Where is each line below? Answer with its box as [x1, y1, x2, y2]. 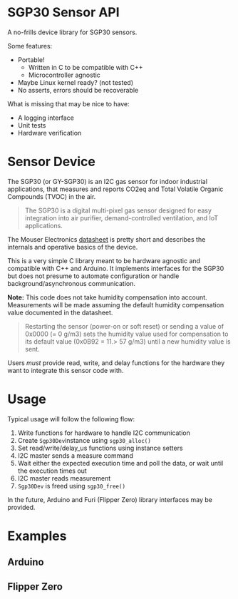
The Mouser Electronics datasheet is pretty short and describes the [7, 235, 206, 243]
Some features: [7, 41, 53, 50]
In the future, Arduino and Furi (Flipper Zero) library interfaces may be [7, 495, 212, 503]
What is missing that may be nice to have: [7, 99, 130, 108]
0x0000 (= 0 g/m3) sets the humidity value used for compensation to [24, 329, 229, 338]
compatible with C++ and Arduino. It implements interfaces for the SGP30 [7, 264, 224, 272]
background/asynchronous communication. [7, 279, 136, 287]
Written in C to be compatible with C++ [28, 63, 143, 71]
